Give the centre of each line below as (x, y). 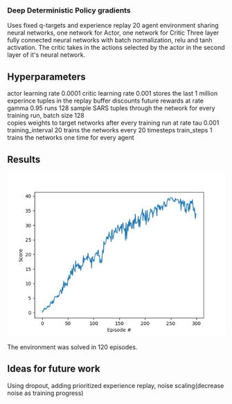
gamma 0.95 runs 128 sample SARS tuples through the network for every (111, 108)
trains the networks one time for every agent (71, 138)
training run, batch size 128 (46, 116)
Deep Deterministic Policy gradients (69, 10)
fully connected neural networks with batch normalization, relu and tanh (110, 40)
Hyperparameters (47, 77)
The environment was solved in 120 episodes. (72, 347)
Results (24, 159)
